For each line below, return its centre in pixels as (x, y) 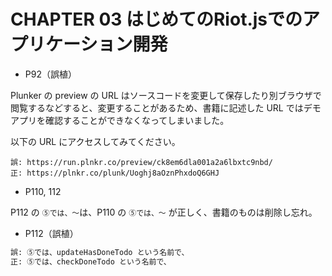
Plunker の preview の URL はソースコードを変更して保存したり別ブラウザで (166, 95)
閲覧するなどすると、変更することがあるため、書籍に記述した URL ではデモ (166, 107)
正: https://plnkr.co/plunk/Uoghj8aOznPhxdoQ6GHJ (115, 173)
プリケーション (71, 44)
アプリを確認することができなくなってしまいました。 (120, 120)
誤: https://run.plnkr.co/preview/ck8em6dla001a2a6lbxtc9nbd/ (141, 162)
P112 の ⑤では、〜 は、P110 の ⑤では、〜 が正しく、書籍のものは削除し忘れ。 (164, 212)
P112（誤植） (51, 233)
